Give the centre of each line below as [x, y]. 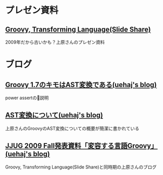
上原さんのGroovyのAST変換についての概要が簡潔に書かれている [72, 128]
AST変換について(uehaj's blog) [54, 115]
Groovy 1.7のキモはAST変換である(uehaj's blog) [81, 85]
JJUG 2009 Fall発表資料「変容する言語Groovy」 [82, 146]
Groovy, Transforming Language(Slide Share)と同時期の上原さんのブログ [81, 167]
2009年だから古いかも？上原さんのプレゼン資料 [55, 42]
